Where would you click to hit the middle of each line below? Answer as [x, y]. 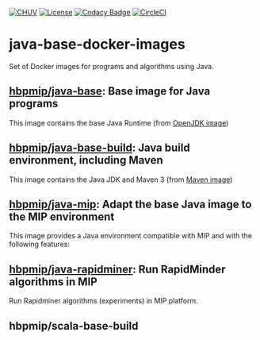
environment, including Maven [86, 160]
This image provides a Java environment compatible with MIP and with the [131, 236]
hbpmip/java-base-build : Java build [99, 148]
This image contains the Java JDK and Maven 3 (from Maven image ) [121, 180]
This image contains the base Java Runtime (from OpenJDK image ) [119, 122]
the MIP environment [62, 216]
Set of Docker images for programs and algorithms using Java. [112, 66]
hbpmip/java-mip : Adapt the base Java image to [130, 204]
